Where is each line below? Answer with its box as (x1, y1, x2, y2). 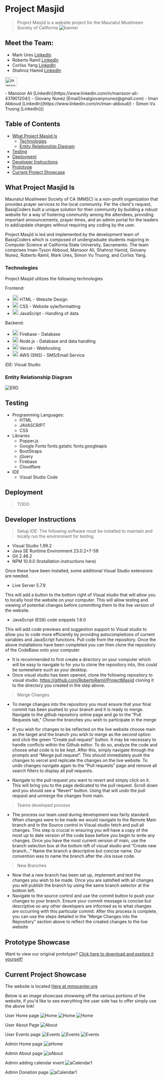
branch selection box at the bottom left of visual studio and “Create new (12, 843, 157, 849)
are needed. (5, 573, 29, 579)
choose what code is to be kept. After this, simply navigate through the (12, 747, 154, 753)
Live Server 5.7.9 (12, 582, 46, 588)
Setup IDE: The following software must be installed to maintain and (17, 528, 153, 534)
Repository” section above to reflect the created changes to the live (12, 919, 148, 925)
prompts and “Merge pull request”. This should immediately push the (12, 752, 150, 758)
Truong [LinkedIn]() (5, 106, 44, 112)
